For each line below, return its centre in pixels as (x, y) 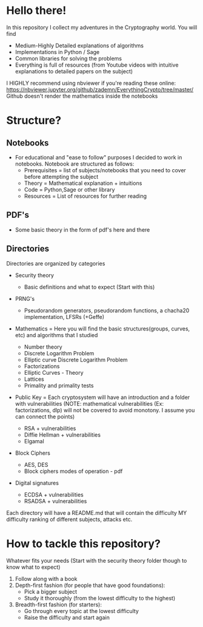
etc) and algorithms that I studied (56, 335)
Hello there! (36, 11)
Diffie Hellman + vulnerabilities (62, 435)
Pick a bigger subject (51, 591)
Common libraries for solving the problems (68, 58)
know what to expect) (33, 567)
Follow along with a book (46, 578)
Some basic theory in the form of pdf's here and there (82, 230)
